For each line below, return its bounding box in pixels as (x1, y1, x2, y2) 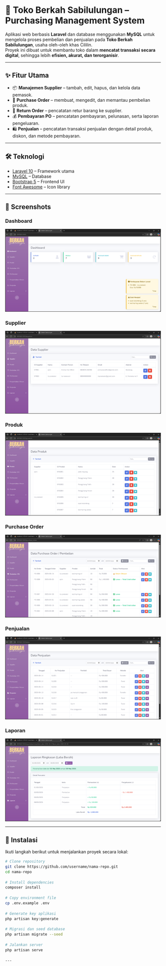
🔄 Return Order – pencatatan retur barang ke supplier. (12, 107, 123, 113)
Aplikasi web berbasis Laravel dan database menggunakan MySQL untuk (5, 31, 155, 37)
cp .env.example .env (5, 901, 50, 906)
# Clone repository (5, 859, 45, 864)
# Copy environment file (5, 895, 56, 901)
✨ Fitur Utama (5, 71, 49, 80)
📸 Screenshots (5, 203, 51, 211)
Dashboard (5, 217, 33, 224)
